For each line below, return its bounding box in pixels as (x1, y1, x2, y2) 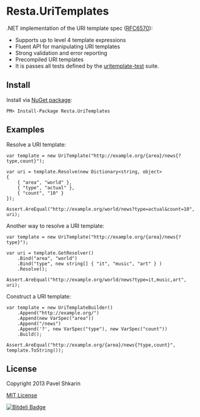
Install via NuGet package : (6, 96, 73, 103)
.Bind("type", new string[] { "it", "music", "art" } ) (17, 261, 163, 267)
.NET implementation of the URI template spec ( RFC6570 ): (6, 24, 153, 32)
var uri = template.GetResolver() (6, 250, 95, 256)
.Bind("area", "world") (17, 255, 78, 261)
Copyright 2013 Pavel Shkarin (6, 380, 81, 387)
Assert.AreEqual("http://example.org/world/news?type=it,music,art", (6, 277, 187, 283)
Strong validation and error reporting (15, 49, 108, 56)
